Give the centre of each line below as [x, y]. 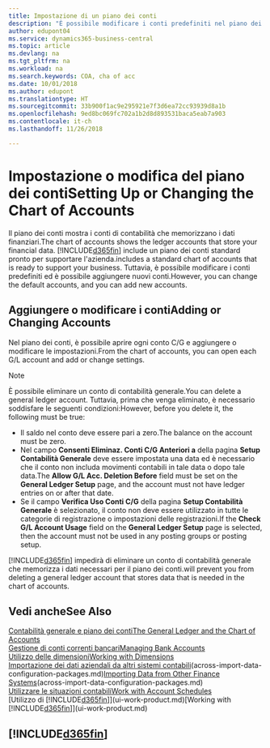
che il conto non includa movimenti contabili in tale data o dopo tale [132, 467]
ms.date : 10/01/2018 [43, 83]
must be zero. [43, 441]
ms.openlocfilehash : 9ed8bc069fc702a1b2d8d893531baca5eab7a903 [117, 114]
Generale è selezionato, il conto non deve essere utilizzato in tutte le [134, 510]
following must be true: [47, 417]
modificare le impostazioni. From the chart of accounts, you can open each [133, 351]
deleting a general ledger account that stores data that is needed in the [127, 577]
